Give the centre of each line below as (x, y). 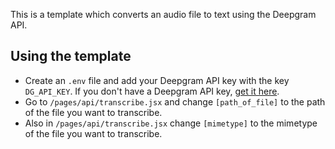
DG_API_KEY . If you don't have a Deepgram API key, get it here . (152, 91)
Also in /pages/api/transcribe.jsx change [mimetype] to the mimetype (171, 123)
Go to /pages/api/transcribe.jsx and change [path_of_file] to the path (175, 101)
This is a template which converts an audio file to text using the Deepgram (163, 14)
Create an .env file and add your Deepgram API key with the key (157, 80)
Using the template (71, 56)
